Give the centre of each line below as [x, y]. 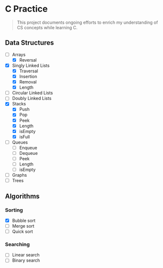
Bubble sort [24, 220]
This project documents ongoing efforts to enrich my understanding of [87, 22]
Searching [17, 245]
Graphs [19, 175]
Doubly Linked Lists [32, 99]
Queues [20, 142]
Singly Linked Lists [31, 65]
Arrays [19, 54]
